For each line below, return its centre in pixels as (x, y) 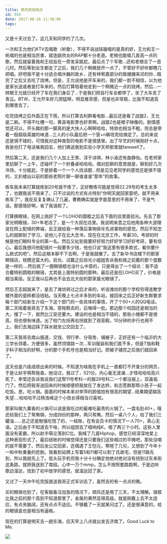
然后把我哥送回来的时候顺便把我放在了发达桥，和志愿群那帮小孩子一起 (90, 385)
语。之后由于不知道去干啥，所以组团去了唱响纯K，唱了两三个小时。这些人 (81, 427)
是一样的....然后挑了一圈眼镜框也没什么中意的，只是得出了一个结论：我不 (80, 266)
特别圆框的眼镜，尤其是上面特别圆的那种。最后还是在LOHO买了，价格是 (87, 272)
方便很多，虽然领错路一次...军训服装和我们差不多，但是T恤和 (93, 344)
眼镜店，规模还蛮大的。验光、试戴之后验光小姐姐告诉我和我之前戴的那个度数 (83, 260)
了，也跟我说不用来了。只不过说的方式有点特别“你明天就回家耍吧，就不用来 (83, 193)
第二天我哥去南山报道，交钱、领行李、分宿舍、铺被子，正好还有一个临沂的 (81, 337)
